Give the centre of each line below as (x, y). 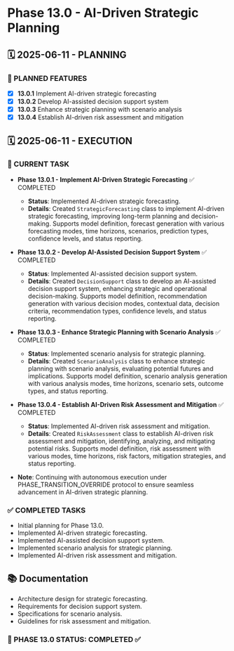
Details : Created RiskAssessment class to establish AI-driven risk (121, 433)
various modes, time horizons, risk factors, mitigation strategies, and (127, 456)
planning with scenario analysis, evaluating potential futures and (121, 368)
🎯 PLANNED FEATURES (47, 78)
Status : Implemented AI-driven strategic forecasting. (104, 201)
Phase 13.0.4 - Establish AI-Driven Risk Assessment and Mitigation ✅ (121, 404)
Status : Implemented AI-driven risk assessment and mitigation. (119, 426)
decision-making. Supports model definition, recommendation (117, 296)
